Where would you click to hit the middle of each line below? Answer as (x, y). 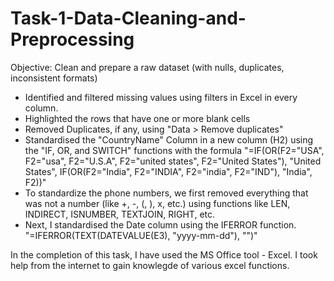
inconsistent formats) (54, 78)
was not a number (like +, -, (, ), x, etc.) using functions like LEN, (157, 203)
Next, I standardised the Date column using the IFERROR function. (160, 224)
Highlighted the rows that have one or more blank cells (137, 118)
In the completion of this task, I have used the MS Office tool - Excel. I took (164, 254)
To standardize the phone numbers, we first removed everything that (166, 193)
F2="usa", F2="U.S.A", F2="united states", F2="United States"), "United (173, 161)
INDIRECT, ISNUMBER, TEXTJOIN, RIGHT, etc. (120, 214)
